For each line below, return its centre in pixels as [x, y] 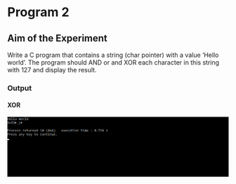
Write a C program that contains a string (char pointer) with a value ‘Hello [113, 55]
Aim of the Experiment [57, 38]
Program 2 [38, 12]
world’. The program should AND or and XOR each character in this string [113, 63]
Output [20, 88]
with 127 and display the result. [52, 70]
